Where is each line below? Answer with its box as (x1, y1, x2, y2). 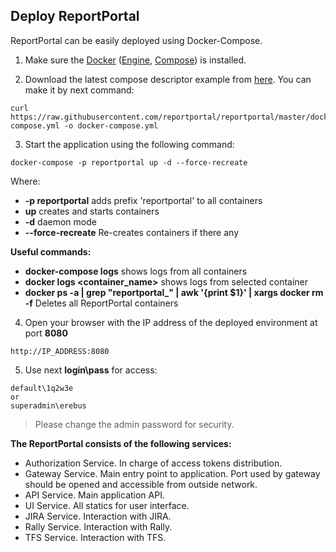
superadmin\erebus (10, 400, 87, 411)
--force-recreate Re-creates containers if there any (24, 226, 240, 238)
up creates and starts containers (24, 205, 160, 217)
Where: (10, 175, 41, 187)
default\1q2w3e (10, 383, 74, 393)
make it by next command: (24, 84, 135, 96)
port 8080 (24, 327, 68, 339)
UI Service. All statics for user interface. (24, 499, 190, 511)
